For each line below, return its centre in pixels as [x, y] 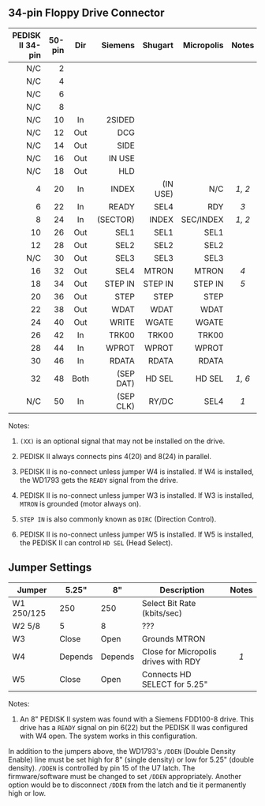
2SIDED [121, 119]
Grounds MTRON [174, 638]
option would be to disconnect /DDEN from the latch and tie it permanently [127, 785]
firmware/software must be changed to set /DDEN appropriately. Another [125, 776]
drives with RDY [171, 661]
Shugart [158, 45]
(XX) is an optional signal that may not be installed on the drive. [122, 441]
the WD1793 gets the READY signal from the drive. [99, 480]
